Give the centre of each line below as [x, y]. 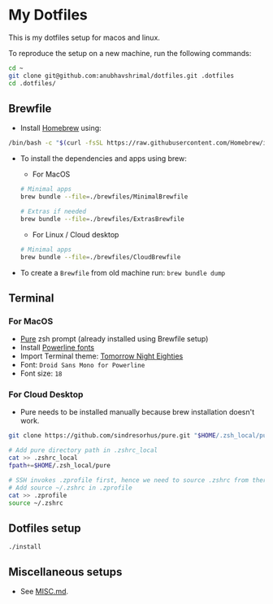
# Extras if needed [53, 211]
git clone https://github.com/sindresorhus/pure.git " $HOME [113, 436]
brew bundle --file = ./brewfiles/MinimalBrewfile [104, 197]
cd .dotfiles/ [32, 83]
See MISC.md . [44, 592]
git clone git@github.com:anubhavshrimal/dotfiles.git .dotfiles [121, 76]
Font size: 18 [41, 374]
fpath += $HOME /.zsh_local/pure [60, 466]
